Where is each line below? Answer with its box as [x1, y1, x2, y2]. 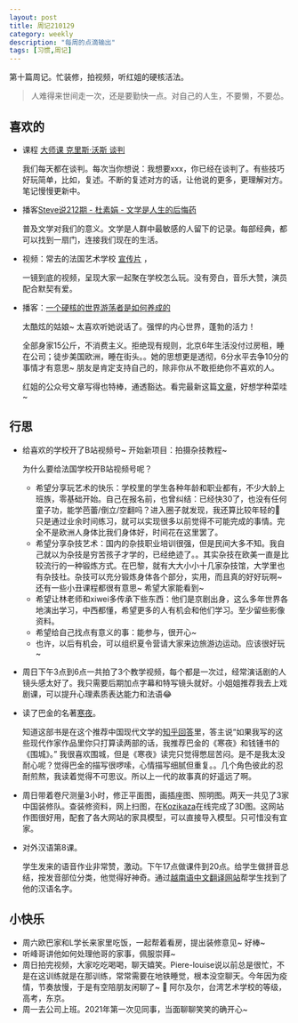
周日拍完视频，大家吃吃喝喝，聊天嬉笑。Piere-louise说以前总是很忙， [21, 959, 278, 970]
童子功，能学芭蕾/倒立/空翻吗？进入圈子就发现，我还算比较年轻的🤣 [35, 504, 280, 515]
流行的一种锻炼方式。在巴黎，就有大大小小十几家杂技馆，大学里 [43, 560, 278, 570]
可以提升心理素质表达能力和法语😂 [45, 689, 173, 699]
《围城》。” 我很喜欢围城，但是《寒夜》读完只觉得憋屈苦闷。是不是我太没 [21, 748, 286, 759]
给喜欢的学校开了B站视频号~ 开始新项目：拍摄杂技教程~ [21, 444, 228, 455]
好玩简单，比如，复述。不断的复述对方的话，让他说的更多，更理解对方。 [21, 174, 287, 185]
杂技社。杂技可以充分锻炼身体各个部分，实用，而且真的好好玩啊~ [43, 571, 283, 582]
